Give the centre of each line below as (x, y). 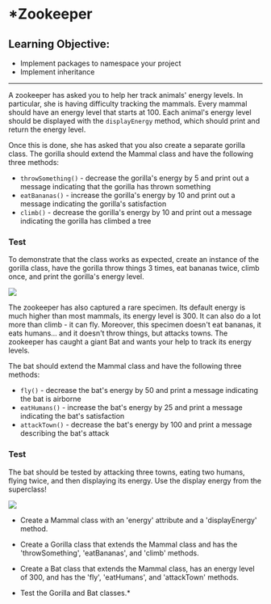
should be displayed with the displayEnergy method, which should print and (134, 121)
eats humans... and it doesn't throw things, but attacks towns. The (118, 333)
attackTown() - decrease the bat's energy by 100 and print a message (136, 424)
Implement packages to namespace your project (100, 63)
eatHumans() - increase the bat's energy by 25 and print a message (131, 408)
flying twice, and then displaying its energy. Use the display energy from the (135, 480)
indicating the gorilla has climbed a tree (85, 221)
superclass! (27, 489)
